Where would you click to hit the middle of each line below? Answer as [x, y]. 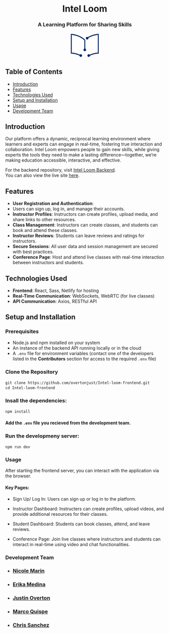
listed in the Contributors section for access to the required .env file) [84, 359]
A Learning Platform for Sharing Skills [85, 25]
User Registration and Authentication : [53, 204]
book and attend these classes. [45, 230]
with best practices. [33, 252]
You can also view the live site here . [42, 175]
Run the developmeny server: [42, 436]
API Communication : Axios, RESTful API [54, 301]
